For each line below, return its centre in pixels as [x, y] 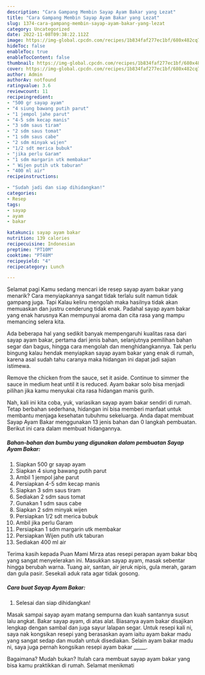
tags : [14, 204]
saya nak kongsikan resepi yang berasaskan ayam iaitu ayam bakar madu [99, 634]
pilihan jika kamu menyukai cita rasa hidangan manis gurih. [81, 391]
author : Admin [25, 74]
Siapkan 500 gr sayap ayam [50, 464]
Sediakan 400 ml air [41, 542]
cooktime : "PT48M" [30, 255]
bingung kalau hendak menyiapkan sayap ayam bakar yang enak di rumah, [100, 353]
